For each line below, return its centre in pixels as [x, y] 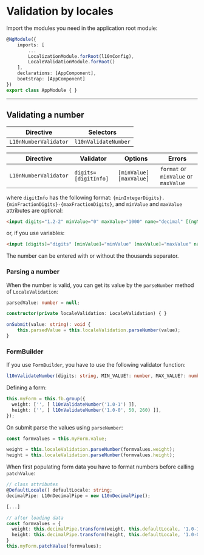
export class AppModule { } [42, 90]
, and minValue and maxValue [147, 204]
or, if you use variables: [36, 233]
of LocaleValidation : [32, 291]
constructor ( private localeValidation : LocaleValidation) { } [87, 314]
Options [136, 158]
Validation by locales [60, 11]
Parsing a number [33, 272]
